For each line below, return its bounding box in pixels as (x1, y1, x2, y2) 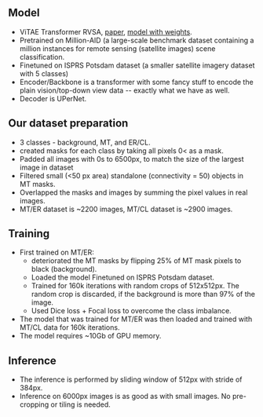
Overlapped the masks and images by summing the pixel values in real (19, 188, 248, 197)
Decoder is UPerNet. (19, 93, 87, 103)
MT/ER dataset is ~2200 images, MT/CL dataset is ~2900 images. (19, 204, 233, 214)
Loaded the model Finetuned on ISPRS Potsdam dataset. (31, 273, 214, 282)
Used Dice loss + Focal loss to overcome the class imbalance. (31, 306, 232, 316)
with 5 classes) (19, 68, 69, 78)
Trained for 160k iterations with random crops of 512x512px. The (31, 281, 239, 291)
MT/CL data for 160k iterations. (19, 323, 120, 332)
